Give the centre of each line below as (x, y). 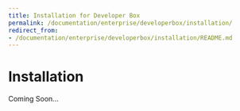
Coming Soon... (34, 99)
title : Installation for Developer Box (74, 15)
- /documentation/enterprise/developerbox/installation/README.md (120, 38)
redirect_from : (33, 30)
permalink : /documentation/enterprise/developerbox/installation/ (120, 23)
